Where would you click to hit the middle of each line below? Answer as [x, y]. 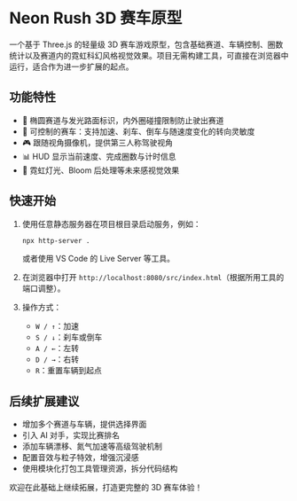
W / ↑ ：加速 [57, 326]
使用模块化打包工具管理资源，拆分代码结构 [100, 469]
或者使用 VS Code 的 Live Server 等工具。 [98, 259]
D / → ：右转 [57, 359]
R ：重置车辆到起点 [68, 371]
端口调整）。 [43, 288]
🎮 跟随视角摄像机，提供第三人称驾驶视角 [98, 142]
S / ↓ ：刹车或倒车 [69, 337]
